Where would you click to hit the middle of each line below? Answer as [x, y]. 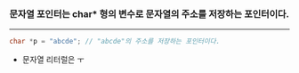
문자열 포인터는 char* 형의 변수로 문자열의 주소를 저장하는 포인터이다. [149, 13]
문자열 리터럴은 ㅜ [53, 60]
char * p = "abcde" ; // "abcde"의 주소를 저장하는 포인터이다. [115, 42]
